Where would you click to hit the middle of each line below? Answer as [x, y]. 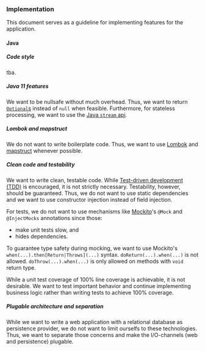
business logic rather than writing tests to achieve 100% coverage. [90, 292]
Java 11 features [27, 86]
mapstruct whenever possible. [45, 150]
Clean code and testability [41, 164]
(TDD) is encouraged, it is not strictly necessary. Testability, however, [94, 187]
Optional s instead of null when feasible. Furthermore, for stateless [91, 108]
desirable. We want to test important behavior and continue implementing [99, 286]
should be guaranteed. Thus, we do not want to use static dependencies [97, 193]
